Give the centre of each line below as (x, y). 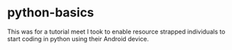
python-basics (51, 13)
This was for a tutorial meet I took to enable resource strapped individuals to (116, 32)
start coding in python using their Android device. (78, 38)
